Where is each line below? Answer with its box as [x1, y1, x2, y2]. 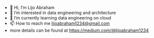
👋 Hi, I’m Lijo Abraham [9, 5, 55, 10]
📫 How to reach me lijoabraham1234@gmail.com [9, 20, 110, 26]
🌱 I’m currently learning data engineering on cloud [9, 15, 111, 20]
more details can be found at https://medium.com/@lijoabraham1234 [9, 27, 149, 33]
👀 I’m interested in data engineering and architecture [9, 10, 116, 16]
